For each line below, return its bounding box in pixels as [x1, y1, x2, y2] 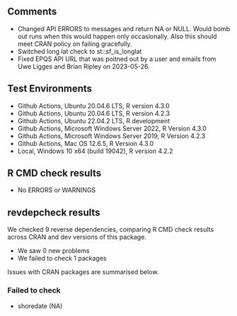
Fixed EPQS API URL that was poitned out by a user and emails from [17, 55, 216, 63]
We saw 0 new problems [17, 247, 90, 255]
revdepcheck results [7, 206, 100, 218]
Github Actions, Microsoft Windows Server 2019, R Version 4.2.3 [17, 131, 206, 140]
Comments [7, 6, 57, 18]
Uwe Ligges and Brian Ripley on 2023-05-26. [17, 62, 150, 70]
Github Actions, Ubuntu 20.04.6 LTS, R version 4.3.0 [17, 101, 170, 110]
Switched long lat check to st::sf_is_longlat [17, 47, 142, 55]
